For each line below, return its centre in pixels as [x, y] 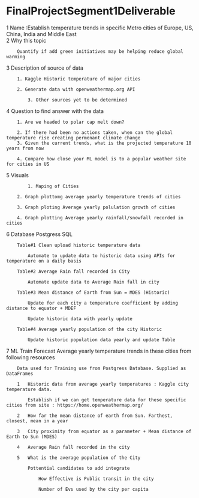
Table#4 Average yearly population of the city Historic [90, 329]
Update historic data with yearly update [80, 319]
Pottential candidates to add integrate [79, 468]
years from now [25, 148]
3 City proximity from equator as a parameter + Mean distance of [104, 431]
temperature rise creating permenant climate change [73, 138]
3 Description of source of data [45, 68]
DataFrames [20, 374]
